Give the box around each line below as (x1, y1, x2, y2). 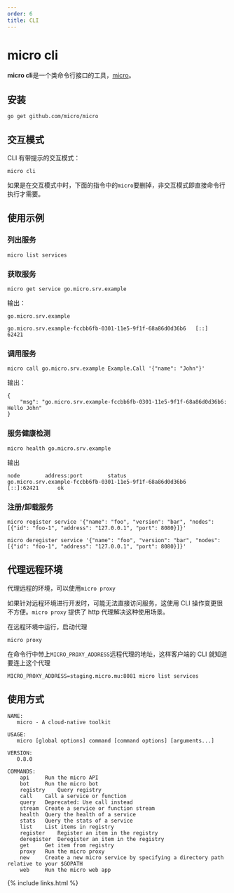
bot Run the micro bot (20, 780, 99, 788)
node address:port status (7, 472, 128, 479)
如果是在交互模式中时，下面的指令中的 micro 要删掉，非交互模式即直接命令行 (7, 181, 226, 190)
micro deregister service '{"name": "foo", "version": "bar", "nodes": (7, 537, 221, 544)
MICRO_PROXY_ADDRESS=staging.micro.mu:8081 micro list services (7, 672, 199, 679)
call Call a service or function (20, 792, 128, 799)
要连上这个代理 (7, 658, 50, 667)
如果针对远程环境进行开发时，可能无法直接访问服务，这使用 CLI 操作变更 (7, 598, 217, 607)
